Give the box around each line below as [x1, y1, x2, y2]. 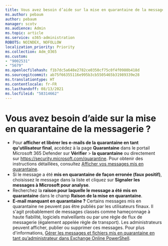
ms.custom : [5, 53, 28, 59]
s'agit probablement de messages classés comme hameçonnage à [12, 208, 150, 215]
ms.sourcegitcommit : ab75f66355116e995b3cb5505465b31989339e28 [5, 72, 140, 77]
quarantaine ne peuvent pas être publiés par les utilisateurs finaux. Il [12, 203, 153, 209]
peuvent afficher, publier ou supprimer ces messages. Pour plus [12, 224, 145, 230]
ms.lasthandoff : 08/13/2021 [5, 86, 64, 91]
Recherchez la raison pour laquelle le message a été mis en [12, 187, 137, 193]
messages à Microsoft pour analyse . [12, 182, 90, 188]
